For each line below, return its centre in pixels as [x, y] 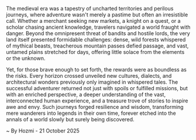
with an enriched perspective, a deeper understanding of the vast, [86, 94]
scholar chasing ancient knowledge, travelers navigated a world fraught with [98, 27]
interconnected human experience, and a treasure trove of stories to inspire [97, 101]
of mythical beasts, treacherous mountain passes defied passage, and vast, [97, 46]
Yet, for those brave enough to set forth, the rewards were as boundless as [97, 69]
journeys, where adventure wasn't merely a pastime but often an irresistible [97, 15]
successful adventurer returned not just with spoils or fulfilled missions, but [97, 88]
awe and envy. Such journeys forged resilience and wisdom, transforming [95, 107]
